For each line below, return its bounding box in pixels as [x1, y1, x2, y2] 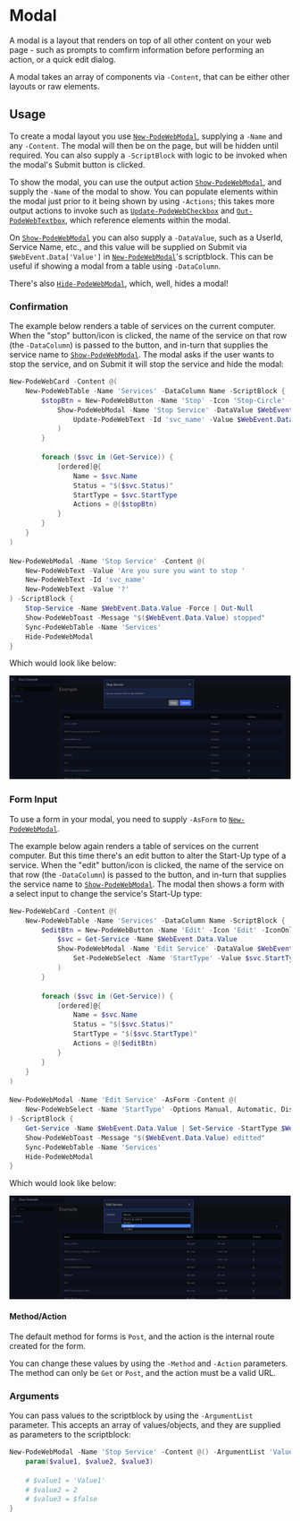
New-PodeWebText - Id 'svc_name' [25, 575, 146, 585]
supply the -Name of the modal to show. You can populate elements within [9, 185, 279, 197]
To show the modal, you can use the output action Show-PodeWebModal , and [9, 176, 282, 187]
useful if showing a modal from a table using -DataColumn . [9, 261, 221, 271]
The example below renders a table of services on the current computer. [9, 321, 277, 331]
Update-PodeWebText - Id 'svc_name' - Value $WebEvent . [72, 415, 278, 424]
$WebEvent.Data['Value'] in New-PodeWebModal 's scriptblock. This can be [9, 251, 274, 262]
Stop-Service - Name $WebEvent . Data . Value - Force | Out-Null [25, 604, 254, 614]
